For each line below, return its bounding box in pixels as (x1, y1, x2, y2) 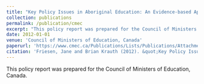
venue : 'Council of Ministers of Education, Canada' (6, 37, 143, 43)
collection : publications (6, 15, 72, 21)
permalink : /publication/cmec (6, 20, 83, 26)
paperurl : (6, 43, 32, 49)
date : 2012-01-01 (6, 32, 50, 38)
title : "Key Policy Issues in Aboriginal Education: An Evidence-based (6, 9, 191, 15)
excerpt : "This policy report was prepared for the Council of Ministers (6, 26, 197, 32)
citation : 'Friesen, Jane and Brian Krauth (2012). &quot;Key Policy (6, 49, 186, 55)
